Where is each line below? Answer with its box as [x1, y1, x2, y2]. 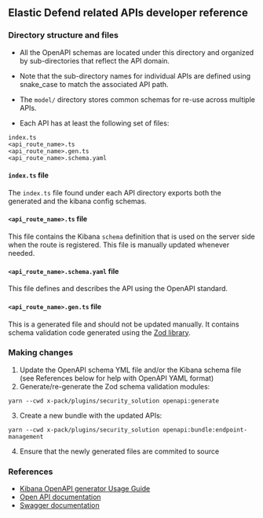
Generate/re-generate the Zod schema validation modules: [19, 381, 210, 391]
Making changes [8, 347, 73, 358]
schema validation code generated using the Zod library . [8, 327, 191, 337]
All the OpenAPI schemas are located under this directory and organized [19, 47, 254, 57]
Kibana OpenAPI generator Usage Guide [19, 484, 151, 494]
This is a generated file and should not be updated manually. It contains [8, 319, 239, 329]
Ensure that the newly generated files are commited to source [19, 447, 220, 456]
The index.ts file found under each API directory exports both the [8, 188, 221, 197]
